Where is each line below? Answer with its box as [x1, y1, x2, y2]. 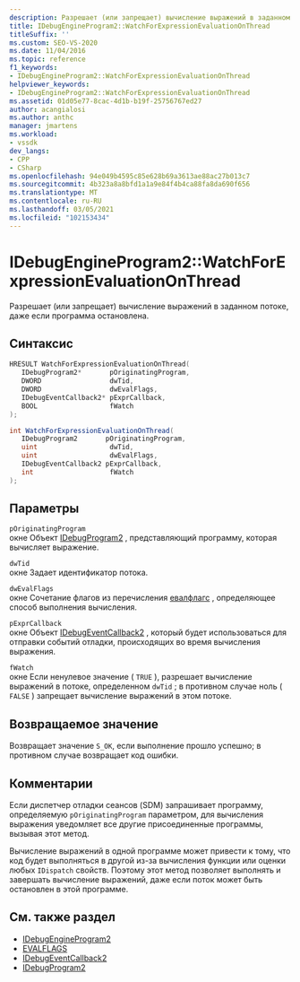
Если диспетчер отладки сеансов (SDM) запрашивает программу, [9, 800, 264, 811]
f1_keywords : [9, 64, 58, 73]
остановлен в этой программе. [9, 884, 129, 895]
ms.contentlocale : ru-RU [9, 196, 102, 206]
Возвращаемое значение [9, 717, 159, 732]
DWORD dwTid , [21, 377, 134, 386]
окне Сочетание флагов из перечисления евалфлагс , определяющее [9, 593, 276, 604]
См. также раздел [9, 909, 116, 925]
